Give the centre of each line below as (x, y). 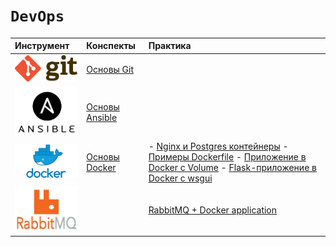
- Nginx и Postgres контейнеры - (218, 146)
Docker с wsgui (180, 178)
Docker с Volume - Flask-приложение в (232, 168)
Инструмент (42, 46)
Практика (170, 46)
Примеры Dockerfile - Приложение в (227, 157)
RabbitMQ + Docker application (213, 210)
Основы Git (110, 69)
